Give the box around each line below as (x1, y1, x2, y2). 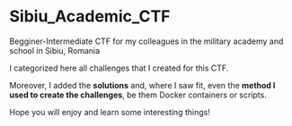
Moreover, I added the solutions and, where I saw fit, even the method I (9, 80, 276, 90)
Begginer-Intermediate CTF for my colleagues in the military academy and (9, 36, 284, 46)
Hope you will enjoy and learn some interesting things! (9, 106, 211, 117)
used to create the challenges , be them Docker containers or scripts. (9, 89, 267, 100)
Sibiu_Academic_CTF (9, 6, 171, 27)
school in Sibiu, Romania (9, 45, 101, 55)
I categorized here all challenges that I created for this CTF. (9, 63, 229, 73)
